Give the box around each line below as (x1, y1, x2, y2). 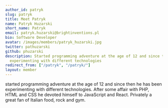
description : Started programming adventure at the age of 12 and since (5, 53, 160, 59)
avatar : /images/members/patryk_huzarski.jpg (5, 40, 101, 45)
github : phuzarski (5, 49, 43, 54)
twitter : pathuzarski (5, 44, 50, 49)
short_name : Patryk (5, 26, 46, 31)
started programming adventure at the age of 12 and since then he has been (5, 81, 162, 87)
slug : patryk (5, 12, 32, 17)
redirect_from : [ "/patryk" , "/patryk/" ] (5, 63, 91, 68)
